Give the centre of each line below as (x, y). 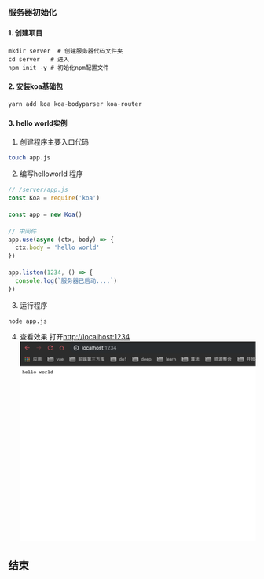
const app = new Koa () (45, 214)
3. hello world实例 (38, 123)
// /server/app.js (38, 190)
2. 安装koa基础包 (36, 86)
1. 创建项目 (26, 32)
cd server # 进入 (39, 60)
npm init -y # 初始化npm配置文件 (59, 68)
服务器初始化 (33, 12)
